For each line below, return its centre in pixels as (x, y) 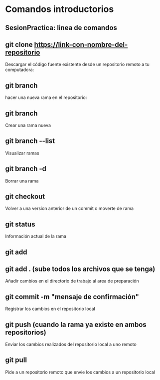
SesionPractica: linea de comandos (61, 28)
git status (20, 224)
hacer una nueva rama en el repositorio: (46, 97)
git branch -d (26, 169)
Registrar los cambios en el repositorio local (50, 309)
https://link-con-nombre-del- (81, 44)
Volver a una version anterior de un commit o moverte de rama (69, 208)
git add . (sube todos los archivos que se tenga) (80, 269)
